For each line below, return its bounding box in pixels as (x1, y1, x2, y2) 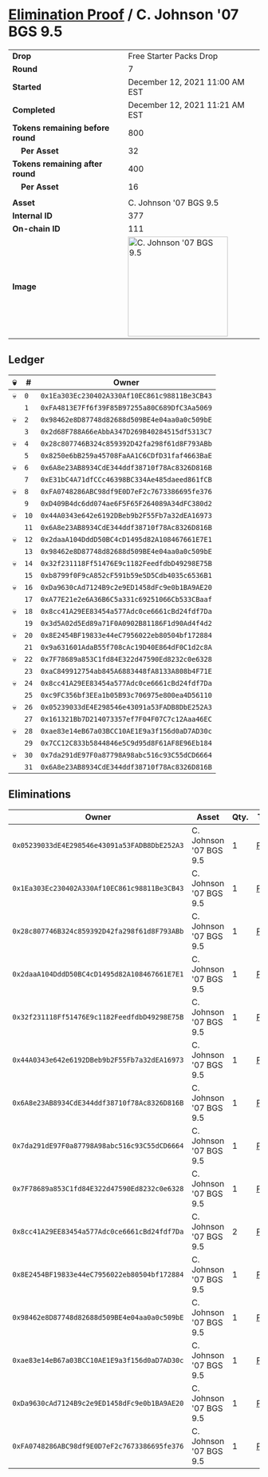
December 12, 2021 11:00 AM (128, 76, 245, 87)
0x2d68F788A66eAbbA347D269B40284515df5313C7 (40, 427, 213, 436)
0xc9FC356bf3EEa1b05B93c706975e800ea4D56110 (40, 691, 213, 699)
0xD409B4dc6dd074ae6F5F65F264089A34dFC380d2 (40, 499, 213, 508)
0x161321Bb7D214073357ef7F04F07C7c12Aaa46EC (40, 715, 213, 723)
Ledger (8, 353, 45, 366)
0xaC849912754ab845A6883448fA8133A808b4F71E (40, 667, 213, 675)
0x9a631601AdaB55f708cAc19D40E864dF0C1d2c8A (40, 643, 213, 651)
